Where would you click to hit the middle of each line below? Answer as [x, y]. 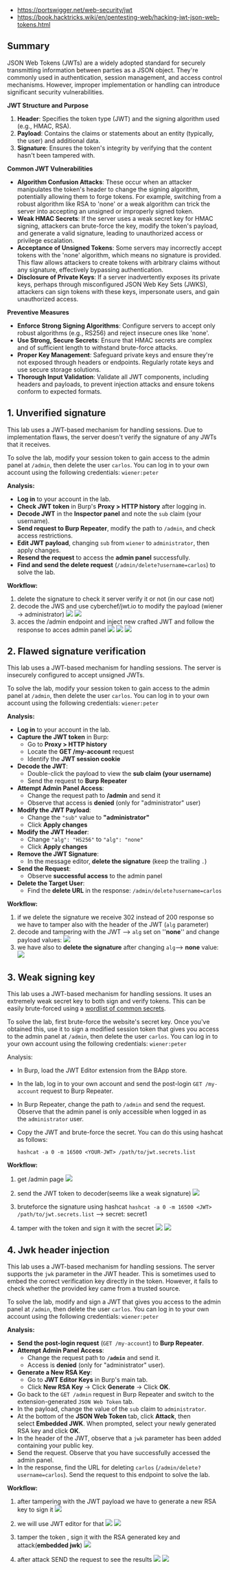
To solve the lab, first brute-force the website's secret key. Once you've [108, 1022]
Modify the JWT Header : [53, 832]
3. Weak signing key [51, 977]
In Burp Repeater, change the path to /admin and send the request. [111, 1105]
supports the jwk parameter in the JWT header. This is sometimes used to [112, 1274]
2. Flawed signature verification [77, 651]
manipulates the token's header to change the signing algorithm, [108, 189]
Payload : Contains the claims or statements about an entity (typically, [115, 133]
